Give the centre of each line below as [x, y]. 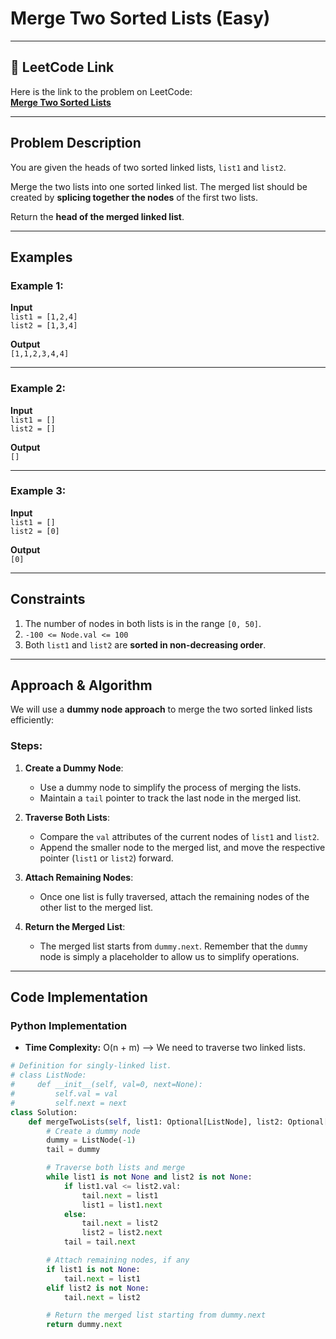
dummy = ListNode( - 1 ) [91, 1140]
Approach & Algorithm [81, 685]
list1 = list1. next [122, 1205]
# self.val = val [64, 1094]
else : [75, 1214]
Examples [41, 257]
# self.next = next [69, 1103]
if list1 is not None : [93, 1269]
